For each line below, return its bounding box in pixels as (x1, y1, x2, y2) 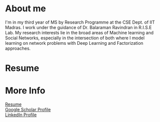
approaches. (5, 45, 31, 51)
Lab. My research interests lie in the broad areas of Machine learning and (5, 30, 154, 35)
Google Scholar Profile (5, 107, 51, 113)
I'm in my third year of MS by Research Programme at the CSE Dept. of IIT (5, 19, 155, 25)
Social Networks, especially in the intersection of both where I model (5, 35, 145, 41)
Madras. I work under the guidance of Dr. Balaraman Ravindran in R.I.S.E (5, 24, 152, 30)
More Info (5, 85, 46, 96)
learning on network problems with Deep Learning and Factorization (5, 40, 144, 46)
